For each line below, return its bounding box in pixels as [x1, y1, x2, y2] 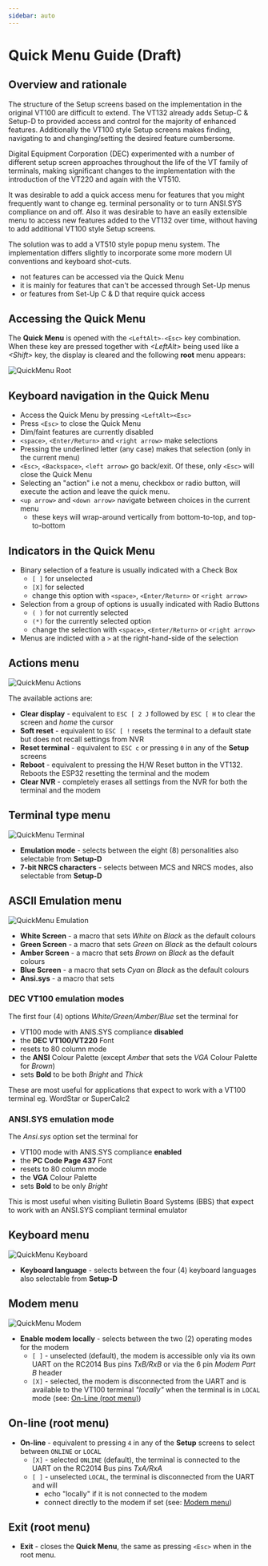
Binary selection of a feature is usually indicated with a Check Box [19, 565, 238, 575]
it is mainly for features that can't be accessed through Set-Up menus [19, 280, 250, 290]
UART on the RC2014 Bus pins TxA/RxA [31, 1463, 162, 1473]
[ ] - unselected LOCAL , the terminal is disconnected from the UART [31, 1472, 255, 1481]
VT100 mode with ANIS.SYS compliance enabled [19, 1147, 182, 1157]
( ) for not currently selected [31, 608, 129, 617]
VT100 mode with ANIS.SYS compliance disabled [19, 1026, 184, 1037]
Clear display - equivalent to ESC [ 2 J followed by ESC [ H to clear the [19, 709, 256, 718]
